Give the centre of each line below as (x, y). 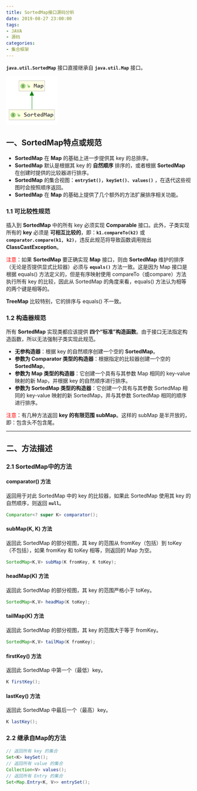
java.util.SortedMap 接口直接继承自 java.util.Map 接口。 (76, 67)
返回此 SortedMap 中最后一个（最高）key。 (59, 710)
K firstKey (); (23, 682)
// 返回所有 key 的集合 (32, 751)
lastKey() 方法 (23, 696)
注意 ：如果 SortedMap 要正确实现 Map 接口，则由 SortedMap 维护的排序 (95, 259)
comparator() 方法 (28, 482)
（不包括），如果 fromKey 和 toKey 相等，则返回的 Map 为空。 (80, 550)
